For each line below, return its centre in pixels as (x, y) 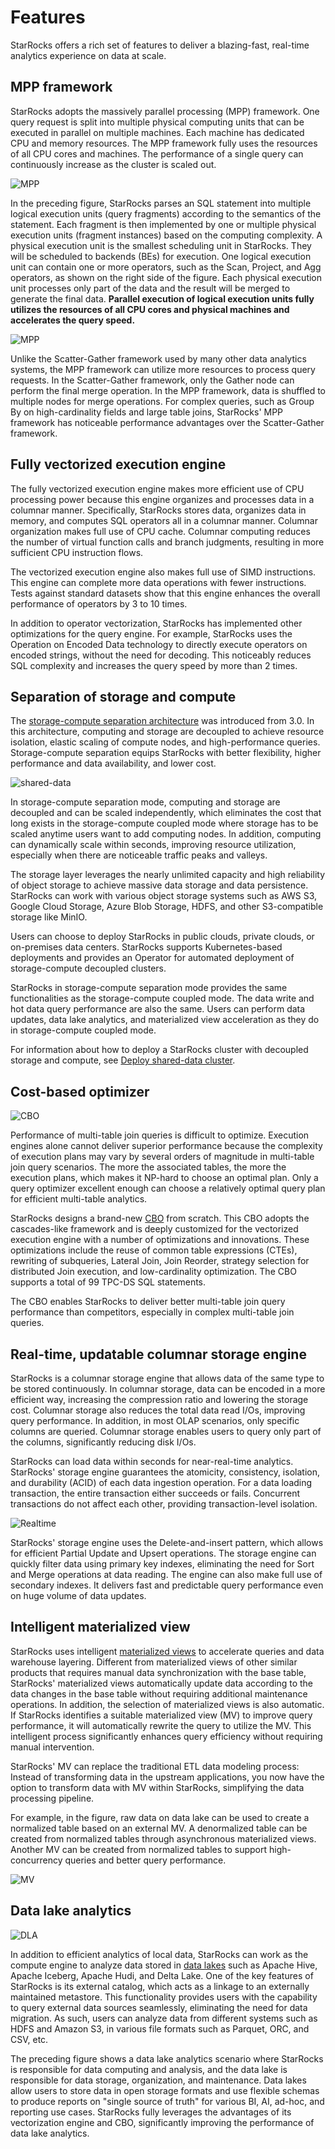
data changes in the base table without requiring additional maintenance (159, 1693)
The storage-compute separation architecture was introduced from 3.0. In (162, 721)
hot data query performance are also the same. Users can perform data (158, 1009)
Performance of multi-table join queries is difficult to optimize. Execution (160, 1135)
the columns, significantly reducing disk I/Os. (103, 1442)
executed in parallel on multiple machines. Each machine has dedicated (157, 132)
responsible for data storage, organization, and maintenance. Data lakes (158, 2080)
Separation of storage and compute (123, 696)
